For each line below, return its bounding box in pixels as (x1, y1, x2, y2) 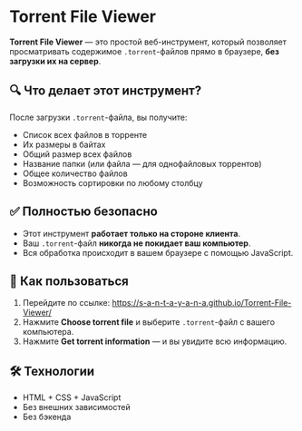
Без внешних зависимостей (22, 402, 131, 413)
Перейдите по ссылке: (22, 298, 111, 309)
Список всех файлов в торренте (22, 129, 148, 140)
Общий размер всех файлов (22, 148, 132, 160)
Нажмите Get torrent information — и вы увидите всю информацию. (22, 336, 287, 347)
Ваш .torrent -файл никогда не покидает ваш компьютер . (22, 238, 251, 249)
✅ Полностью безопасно (9, 204, 159, 220)
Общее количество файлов (22, 168, 129, 179)
